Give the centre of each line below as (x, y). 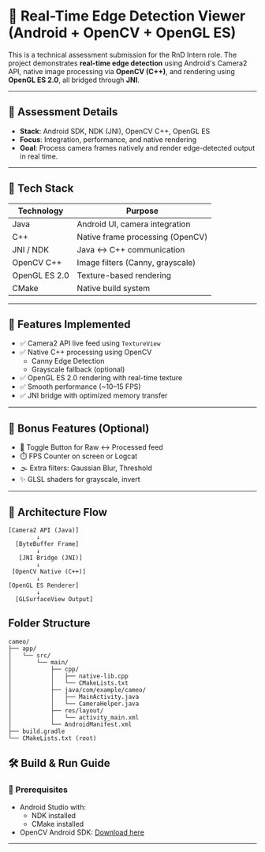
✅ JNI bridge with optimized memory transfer (93, 396)
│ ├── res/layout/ (56, 710)
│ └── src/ (30, 655)
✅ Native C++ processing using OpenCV (86, 352)
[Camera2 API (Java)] (44, 530)
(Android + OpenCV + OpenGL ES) (122, 33)
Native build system (114, 288)
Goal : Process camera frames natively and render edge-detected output (137, 148)
